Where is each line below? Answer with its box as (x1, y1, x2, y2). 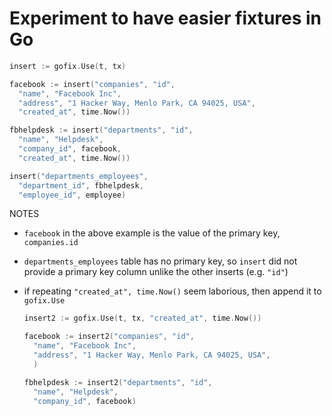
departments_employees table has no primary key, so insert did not (23, 255, 298, 267)
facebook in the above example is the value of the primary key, (23, 227, 281, 239)
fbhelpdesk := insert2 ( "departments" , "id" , (23, 377, 213, 387)
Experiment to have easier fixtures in (9, 7, 322, 30)
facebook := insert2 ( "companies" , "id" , (23, 332, 195, 342)
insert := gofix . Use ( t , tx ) (9, 61, 127, 71)
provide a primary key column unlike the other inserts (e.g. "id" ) (23, 266, 289, 278)
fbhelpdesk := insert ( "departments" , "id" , (9, 125, 194, 136)
